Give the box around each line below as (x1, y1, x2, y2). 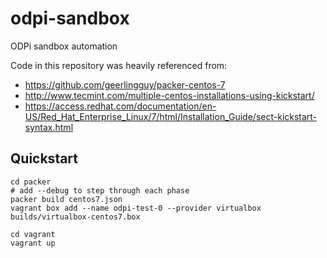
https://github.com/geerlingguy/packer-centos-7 (24, 78, 226, 91)
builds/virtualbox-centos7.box (10, 212, 141, 222)
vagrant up (10, 238, 56, 248)
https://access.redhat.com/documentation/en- (24, 100, 217, 112)
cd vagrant (10, 229, 56, 239)
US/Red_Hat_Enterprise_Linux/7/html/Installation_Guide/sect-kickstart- (24, 110, 318, 122)
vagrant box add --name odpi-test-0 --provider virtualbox (10, 203, 262, 213)
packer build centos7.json (10, 194, 123, 204)
